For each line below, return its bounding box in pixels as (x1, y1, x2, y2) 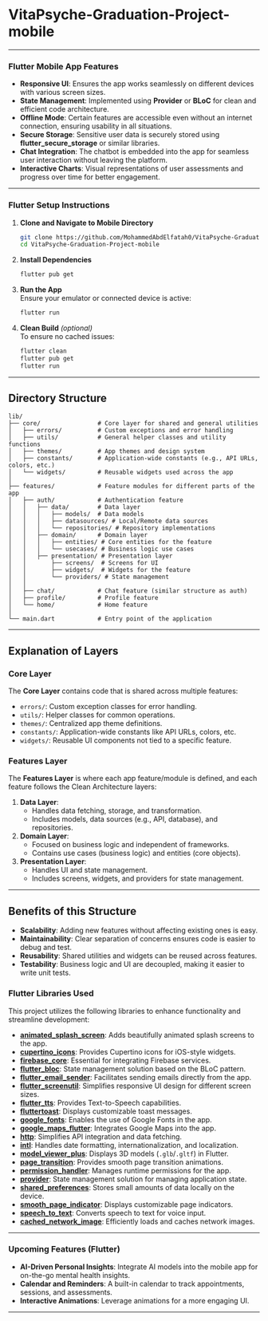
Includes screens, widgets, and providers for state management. (31, 873, 244, 883)
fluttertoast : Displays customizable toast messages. (19, 1106, 193, 1116)
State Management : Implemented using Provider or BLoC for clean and (19, 96, 257, 105)
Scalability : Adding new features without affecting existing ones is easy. (19, 925, 258, 935)
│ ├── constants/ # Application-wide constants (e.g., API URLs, (8, 455, 259, 463)
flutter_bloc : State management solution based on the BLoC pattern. (19, 1063, 246, 1074)
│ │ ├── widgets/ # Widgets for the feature (8, 566, 191, 574)
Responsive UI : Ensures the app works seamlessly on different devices (19, 79, 254, 89)
